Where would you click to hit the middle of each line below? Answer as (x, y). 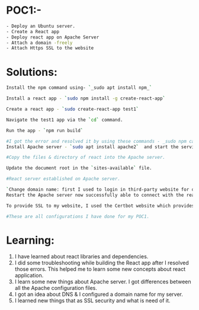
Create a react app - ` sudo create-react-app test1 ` (73, 109)
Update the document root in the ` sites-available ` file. (79, 168)
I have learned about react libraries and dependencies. (81, 257)
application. (29, 276)
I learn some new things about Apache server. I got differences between (103, 282)
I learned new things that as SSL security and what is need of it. (92, 301)
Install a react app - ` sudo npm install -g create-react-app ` (86, 98)
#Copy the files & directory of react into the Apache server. (86, 158)
